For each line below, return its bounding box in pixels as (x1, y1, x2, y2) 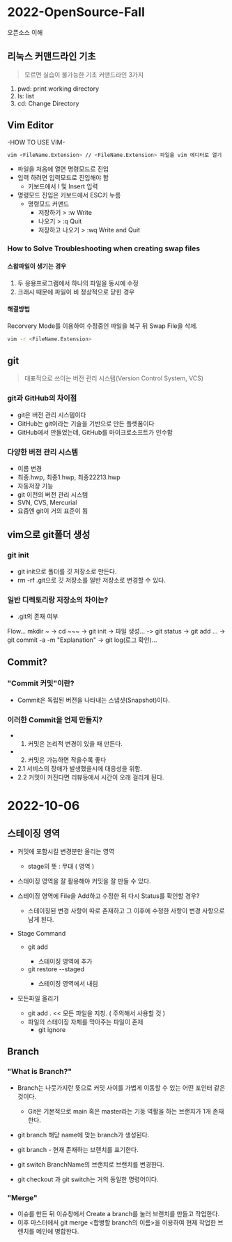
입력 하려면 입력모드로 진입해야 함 (17, 174, 109, 182)
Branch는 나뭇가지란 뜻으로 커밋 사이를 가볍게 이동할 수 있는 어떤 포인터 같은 (17, 1083, 226, 1092)
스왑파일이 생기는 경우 (7, 262, 67, 270)
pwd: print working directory (17, 84, 100, 93)
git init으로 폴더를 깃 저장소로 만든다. (17, 567, 117, 576)
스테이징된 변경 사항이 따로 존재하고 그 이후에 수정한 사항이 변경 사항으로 (27, 906, 225, 915)
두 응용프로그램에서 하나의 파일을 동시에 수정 (17, 278, 139, 287)
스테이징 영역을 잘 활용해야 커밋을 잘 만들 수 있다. (17, 877, 151, 885)
